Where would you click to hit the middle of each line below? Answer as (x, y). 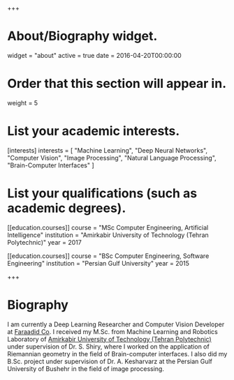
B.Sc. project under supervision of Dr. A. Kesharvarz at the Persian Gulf (110, 361)
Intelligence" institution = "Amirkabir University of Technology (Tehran (108, 235)
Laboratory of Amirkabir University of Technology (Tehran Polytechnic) (109, 339)
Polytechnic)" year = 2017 (44, 242)
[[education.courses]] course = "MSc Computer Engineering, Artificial (108, 227)
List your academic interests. (94, 131)
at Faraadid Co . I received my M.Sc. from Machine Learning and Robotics (112, 331)
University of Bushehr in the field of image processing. (86, 368)
